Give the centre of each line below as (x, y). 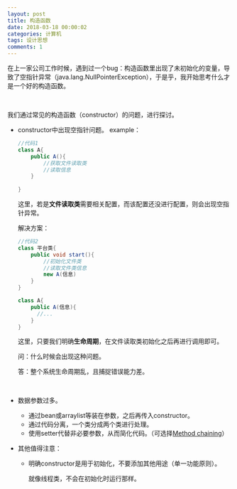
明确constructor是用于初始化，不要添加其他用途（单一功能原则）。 (125, 463)
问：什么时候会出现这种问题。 (61, 357)
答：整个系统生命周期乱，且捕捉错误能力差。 (83, 372)
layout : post (27, 14)
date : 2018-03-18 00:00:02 (47, 27)
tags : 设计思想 (28, 41)
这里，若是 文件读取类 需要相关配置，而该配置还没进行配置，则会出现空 (120, 204)
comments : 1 (25, 47)
